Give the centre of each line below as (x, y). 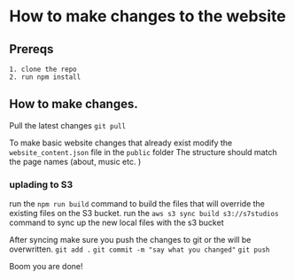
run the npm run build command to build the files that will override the (137, 204)
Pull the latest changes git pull (68, 125)
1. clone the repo (43, 69)
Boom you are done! (46, 267)
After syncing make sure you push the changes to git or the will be (130, 240)
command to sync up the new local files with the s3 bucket (116, 222)
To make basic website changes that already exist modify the (121, 143)
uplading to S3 (41, 184)
